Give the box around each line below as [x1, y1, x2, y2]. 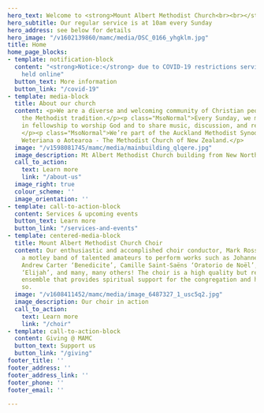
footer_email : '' [7, 386, 65, 394]
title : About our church [14, 99, 96, 107]
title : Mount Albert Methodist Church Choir [14, 239, 163, 247]
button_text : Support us [14, 342, 96, 350]
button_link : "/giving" [14, 349, 92, 358]
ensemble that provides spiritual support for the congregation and [21, 276, 251, 284]
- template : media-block [7, 92, 89, 100]
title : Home [7, 41, 46, 49]
